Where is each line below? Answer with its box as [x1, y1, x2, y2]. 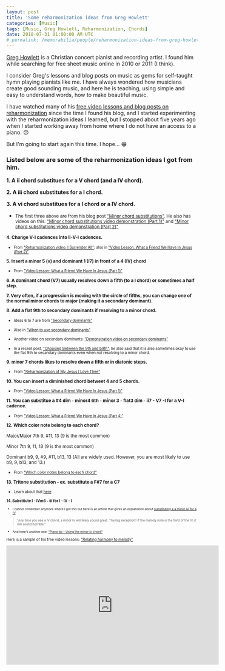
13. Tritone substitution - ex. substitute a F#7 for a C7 [6, 479, 120, 485]
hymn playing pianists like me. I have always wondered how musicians [6, 78, 182, 85]
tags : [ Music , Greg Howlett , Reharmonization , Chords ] [6, 25, 148, 32]
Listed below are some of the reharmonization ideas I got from [6, 155, 193, 164]
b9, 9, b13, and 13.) [6, 459, 45, 466]
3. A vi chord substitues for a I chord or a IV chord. [6, 201, 135, 208]
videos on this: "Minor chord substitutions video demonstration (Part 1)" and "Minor [15, 219, 189, 225]
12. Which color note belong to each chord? [6, 422, 99, 429]
